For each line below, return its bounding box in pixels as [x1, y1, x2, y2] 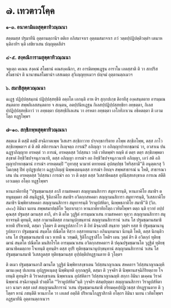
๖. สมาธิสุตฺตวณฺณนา [6, 84, 45, 91]
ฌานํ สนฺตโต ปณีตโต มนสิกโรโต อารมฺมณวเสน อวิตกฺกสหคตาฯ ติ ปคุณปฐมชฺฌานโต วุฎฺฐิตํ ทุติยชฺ [6, 240, 165, 246]
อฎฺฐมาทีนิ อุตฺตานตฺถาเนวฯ [6, 296, 50, 302]
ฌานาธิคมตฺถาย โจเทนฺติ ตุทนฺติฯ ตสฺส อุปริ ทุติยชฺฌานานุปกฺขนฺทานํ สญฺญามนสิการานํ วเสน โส [6, 245, 159, 252]
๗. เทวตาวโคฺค [6, 5, 55, 17]
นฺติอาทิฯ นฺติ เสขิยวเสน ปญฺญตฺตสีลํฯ [6, 41, 65, 47]
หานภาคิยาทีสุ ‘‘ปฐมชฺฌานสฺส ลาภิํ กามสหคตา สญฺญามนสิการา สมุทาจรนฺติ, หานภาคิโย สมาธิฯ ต [6, 188, 162, 194]
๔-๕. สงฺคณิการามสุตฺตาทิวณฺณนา [6, 54, 71, 61]
